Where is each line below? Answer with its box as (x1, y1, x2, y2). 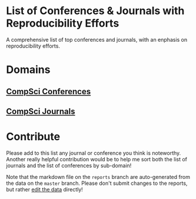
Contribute (6, 130, 61, 144)
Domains (6, 63, 51, 77)
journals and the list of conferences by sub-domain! (6, 162, 132, 169)
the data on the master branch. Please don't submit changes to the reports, (6, 180, 188, 187)
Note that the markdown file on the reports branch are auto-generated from (6, 173, 190, 180)
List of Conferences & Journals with (6, 4, 185, 18)
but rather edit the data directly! (6, 185, 84, 193)
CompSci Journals (6, 106, 75, 116)
